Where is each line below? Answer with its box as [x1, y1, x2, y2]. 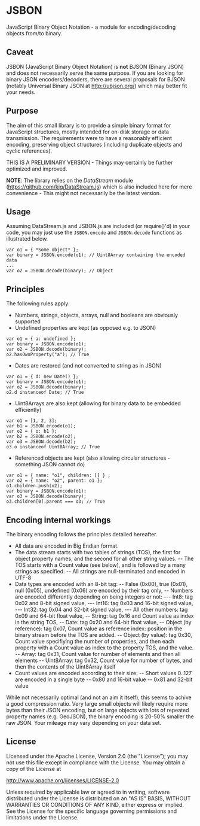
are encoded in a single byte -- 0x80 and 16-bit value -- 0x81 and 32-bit [14, 676, 193, 683]
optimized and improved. [6, 165, 67, 172]
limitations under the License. [6, 813, 79, 821]
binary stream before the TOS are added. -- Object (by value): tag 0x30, [14, 631, 192, 638]
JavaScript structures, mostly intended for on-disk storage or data [6, 128, 169, 135]
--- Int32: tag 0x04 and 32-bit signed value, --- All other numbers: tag [14, 606, 188, 613]
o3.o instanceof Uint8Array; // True [6, 444, 100, 450]
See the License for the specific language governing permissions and [6, 807, 177, 815]
